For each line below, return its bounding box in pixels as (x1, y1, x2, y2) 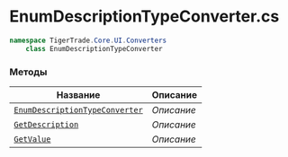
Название (56, 88, 101, 100)
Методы (9, 65, 48, 78)
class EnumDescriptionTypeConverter (25, 44, 164, 53)
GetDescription (13, 119, 79, 129)
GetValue (13, 134, 51, 144)
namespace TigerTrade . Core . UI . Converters (9, 36, 167, 45)
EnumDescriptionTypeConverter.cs (9, 6, 280, 27)
